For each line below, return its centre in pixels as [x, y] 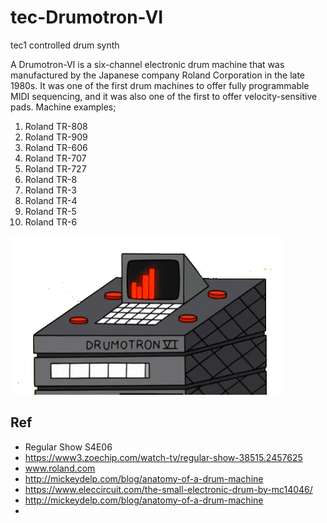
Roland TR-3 [51, 190]
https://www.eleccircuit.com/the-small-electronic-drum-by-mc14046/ [168, 489]
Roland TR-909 [56, 137]
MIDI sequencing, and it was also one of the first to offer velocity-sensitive [164, 96]
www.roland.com [60, 468]
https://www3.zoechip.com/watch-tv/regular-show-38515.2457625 [163, 457]
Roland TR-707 [55, 158]
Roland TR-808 [56, 126]
